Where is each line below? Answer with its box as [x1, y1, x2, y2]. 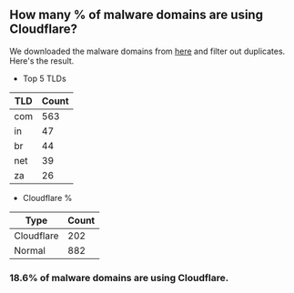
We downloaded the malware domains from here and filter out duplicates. [9, 45, 286, 56]
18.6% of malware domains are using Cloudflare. [9, 271, 229, 284]
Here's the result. [9, 55, 75, 66]
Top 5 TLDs [22, 73, 66, 84]
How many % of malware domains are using [9, 7, 264, 23]
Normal [14, 244, 46, 257]
